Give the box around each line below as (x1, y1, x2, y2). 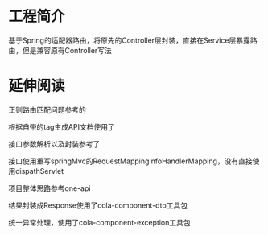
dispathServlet (14, 166, 64, 175)
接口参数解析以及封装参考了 (8, 138, 101, 149)
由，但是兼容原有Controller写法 (8, 45, 113, 55)
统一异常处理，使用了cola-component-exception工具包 (8, 217, 191, 227)
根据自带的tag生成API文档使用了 (8, 122, 115, 131)
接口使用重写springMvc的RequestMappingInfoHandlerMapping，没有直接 (8, 156, 254, 166)
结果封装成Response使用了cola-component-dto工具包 (8, 200, 188, 210)
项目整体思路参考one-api (8, 183, 91, 193)
